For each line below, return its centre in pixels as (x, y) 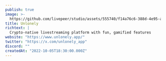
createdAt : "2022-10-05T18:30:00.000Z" (46, 51)
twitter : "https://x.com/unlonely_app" (46, 42)
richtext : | (17, 28)
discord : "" (17, 46)
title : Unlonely (22, 23)
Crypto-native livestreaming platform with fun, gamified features (81, 32)
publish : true (20, 10)
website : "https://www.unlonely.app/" (45, 37)
